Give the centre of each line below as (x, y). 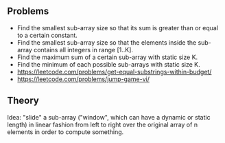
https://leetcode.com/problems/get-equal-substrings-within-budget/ (114, 71)
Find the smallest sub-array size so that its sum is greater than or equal (117, 27)
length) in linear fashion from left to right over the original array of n (102, 124)
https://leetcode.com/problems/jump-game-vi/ (83, 79)
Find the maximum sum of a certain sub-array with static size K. (107, 57)
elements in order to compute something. (66, 132)
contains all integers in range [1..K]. (83, 49)
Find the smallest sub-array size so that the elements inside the (107, 42)
